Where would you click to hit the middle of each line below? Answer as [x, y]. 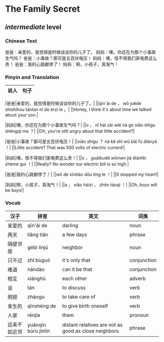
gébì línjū [38, 247]
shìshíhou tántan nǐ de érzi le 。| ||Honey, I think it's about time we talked [78, 110]
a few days [75, 235]
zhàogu [36, 297]
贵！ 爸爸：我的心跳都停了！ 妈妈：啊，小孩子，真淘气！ [62, 64]
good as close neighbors [91, 331]
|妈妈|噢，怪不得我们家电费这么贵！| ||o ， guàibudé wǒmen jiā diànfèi [76, 158]
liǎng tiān [38, 235]
